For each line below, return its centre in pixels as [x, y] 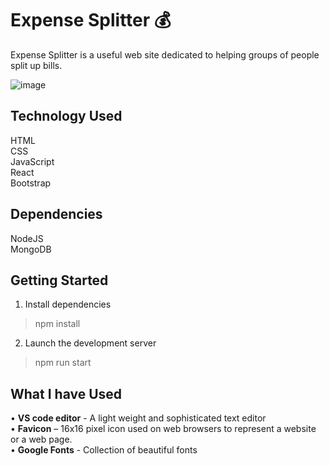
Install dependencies [68, 304]
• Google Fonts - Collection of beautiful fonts [104, 450]
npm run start [63, 363]
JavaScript [32, 161]
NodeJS [27, 238]
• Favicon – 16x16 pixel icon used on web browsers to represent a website [163, 429]
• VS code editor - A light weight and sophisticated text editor [138, 418]
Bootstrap [31, 183]
